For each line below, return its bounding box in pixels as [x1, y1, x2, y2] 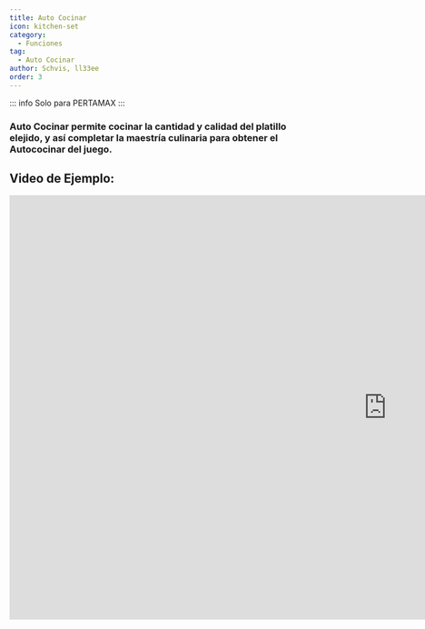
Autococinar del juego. [9, 143, 113, 155]
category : [9, 30, 47, 39]
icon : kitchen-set [9, 22, 79, 31]
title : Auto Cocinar [9, 13, 88, 23]
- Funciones [17, 38, 64, 48]
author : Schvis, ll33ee [9, 65, 100, 74]
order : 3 [9, 73, 43, 82]
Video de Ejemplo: [9, 171, 115, 186]
